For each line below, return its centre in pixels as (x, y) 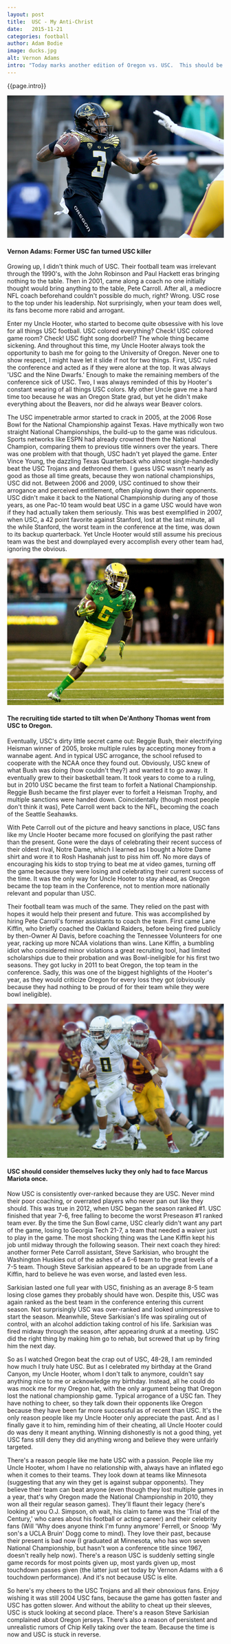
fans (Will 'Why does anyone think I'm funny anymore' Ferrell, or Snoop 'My (114, 1526)
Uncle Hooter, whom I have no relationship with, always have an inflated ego (115, 1468)
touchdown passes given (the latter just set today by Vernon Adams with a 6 (115, 1570)
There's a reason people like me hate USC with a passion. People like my (110, 1460)
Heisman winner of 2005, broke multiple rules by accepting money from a (111, 748)
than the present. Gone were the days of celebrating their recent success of (114, 842)
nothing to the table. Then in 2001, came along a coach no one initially (107, 281)
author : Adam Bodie (35, 44)
